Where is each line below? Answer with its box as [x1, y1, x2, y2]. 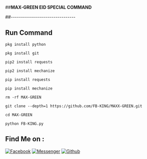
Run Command [5, 29, 53, 37]
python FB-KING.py [5, 121, 44, 126]
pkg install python [5, 42, 46, 47]
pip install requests [5, 77, 51, 82]
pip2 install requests [5, 59, 53, 64]
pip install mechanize [5, 86, 53, 91]
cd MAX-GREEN [5, 112, 33, 117]
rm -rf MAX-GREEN [5, 95, 42, 100]
